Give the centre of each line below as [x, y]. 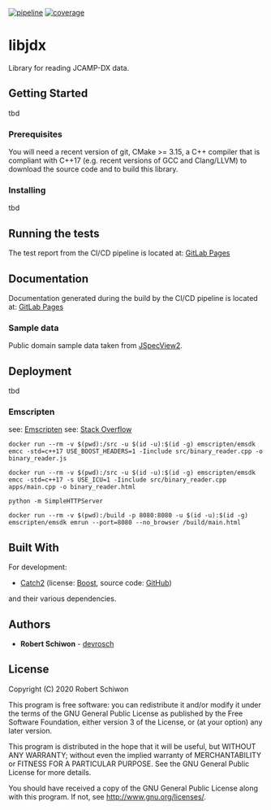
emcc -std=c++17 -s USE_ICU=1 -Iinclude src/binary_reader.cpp [118, 480]
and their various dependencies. [62, 599]
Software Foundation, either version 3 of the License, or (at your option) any [135, 722]
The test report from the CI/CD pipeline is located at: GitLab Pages [119, 253]
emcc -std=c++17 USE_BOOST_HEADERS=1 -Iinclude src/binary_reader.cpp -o [136, 451]
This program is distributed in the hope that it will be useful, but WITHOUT [132, 746]
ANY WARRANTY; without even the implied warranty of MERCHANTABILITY [135, 755]
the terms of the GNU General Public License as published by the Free [126, 713]
